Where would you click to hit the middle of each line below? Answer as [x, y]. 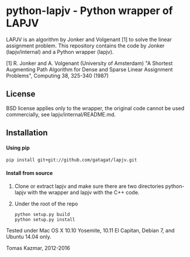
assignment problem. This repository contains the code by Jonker [85, 46]
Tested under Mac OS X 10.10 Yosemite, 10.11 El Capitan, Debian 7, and [90, 230]
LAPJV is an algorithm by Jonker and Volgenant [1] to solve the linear [89, 39]
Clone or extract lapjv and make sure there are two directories [89, 186]
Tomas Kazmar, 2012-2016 [38, 248]
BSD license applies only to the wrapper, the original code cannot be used [95, 108]
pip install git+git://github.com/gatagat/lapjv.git [72, 160]
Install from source [30, 173]
